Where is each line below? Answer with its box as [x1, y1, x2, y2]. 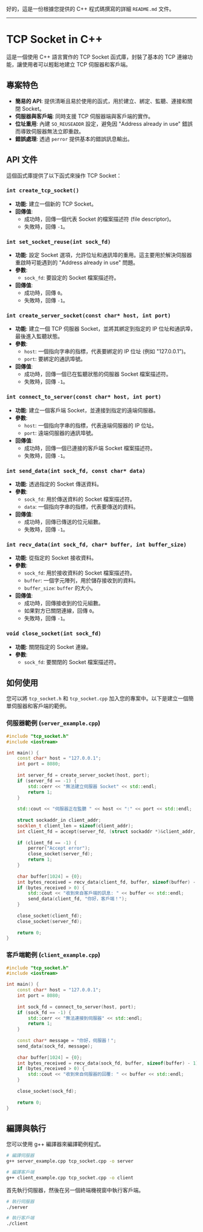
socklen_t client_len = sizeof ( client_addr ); [17, 823, 134, 829]
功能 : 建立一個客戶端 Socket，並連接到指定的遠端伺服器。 [14, 406, 159, 414]
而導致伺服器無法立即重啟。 [14, 128, 85, 135]
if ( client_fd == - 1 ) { [17, 839, 77, 846]
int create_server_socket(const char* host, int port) [6, 312, 171, 319]
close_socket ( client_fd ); [17, 913, 83, 919]
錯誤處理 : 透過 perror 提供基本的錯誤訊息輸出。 [14, 135, 133, 142]
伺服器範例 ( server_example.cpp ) [6, 719, 101, 728]
